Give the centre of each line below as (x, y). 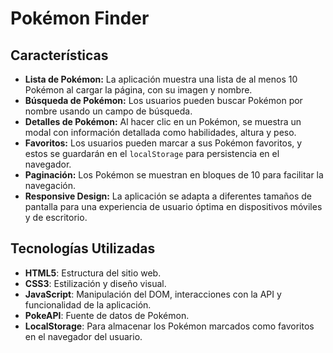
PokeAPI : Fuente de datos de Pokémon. (107, 315)
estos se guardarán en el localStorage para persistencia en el (152, 153)
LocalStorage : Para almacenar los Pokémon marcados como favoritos (169, 326)
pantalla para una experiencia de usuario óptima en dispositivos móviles (173, 206)
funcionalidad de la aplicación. (88, 304)
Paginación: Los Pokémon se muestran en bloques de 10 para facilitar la (174, 175)
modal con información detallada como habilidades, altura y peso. (160, 132)
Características (59, 55)
